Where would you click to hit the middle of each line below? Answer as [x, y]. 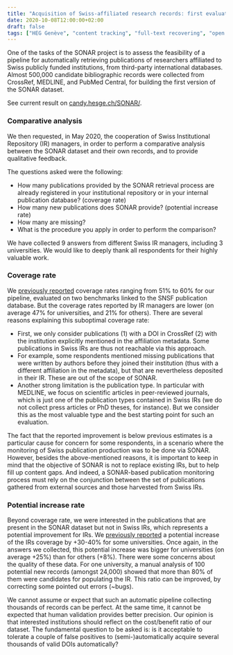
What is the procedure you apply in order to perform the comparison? [116, 229]
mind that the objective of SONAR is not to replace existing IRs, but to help [113, 465]
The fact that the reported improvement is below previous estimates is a [110, 435]
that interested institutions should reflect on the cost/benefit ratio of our [110, 622]
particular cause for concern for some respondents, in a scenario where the [115, 443]
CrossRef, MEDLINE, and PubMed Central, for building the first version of [112, 82]
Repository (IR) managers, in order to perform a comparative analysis [106, 144]
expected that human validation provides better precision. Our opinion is [110, 615]
